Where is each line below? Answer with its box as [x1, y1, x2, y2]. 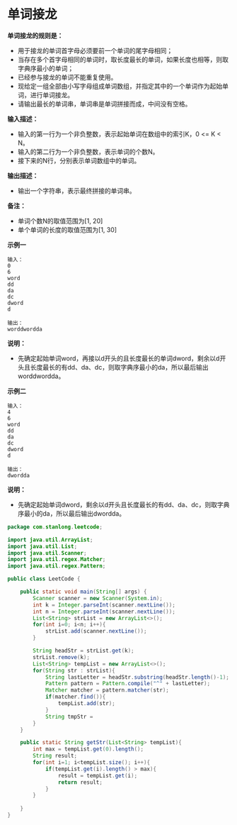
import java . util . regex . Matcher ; [7, 556, 106, 563]
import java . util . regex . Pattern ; [7, 563, 106, 570]
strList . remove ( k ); [33, 653, 91, 660]
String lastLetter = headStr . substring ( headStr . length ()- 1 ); [45, 673, 230, 681]
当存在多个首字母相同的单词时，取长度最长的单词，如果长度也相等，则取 [17, 55, 229, 64]
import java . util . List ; [7, 543, 78, 550]
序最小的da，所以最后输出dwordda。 [17, 509, 126, 518]
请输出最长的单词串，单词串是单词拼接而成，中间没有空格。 [17, 99, 192, 108]
